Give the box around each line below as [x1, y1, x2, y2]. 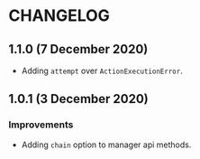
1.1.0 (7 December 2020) [8, 42, 149, 57]
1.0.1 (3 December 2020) [8, 91, 150, 107]
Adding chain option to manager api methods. [21, 139, 192, 150]
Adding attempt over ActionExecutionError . [21, 65, 184, 76]
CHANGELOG [8, 5, 110, 26]
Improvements [8, 118, 74, 131]
